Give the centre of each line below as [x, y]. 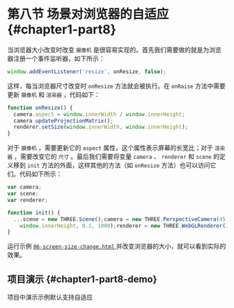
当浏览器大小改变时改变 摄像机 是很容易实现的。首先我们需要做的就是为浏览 [114, 49]
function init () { [34, 213]
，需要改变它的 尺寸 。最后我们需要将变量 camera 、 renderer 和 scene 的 [117, 157]
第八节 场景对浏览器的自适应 [88, 14]
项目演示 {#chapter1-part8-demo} [83, 279]
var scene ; [23, 194]
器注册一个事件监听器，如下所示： [56, 58]
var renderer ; [28, 200]
